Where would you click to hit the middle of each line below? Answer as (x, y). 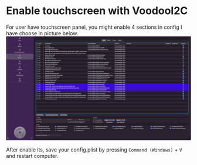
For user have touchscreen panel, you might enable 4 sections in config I (94, 27)
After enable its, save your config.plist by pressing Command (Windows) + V (94, 150)
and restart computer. (32, 156)
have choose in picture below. (42, 33)
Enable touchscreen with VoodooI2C (97, 11)
